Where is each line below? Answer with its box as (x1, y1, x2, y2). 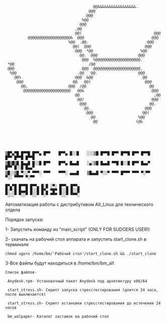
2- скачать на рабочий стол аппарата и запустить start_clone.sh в (5, 236, 147, 242)
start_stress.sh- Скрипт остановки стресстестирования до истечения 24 (7, 301, 161, 306)
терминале (5, 242, 29, 247)
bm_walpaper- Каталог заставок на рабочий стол (7, 314, 109, 319)
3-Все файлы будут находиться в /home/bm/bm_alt (5, 260, 115, 266)
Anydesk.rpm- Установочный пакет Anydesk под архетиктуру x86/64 (7, 279, 147, 284)
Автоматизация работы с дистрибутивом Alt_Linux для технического (5, 201, 153, 207)
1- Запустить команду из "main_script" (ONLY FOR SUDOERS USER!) (5, 227, 150, 232)
